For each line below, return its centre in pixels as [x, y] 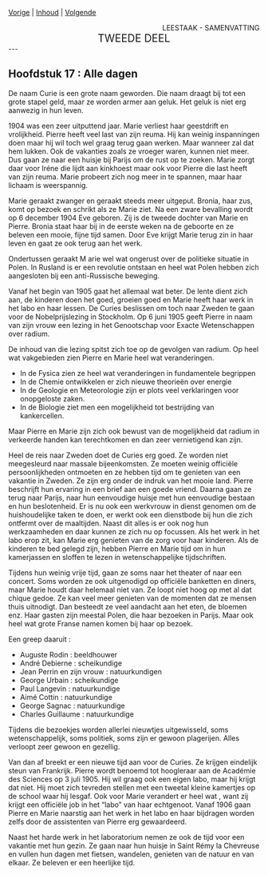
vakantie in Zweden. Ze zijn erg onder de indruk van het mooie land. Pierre [131, 481]
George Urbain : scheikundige [69, 680]
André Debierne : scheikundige [71, 663]
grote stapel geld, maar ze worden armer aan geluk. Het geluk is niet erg [127, 102]
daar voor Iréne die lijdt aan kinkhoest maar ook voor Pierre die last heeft [128, 168]
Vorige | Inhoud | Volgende [53, 12]
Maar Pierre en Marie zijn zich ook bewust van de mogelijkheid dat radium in [134, 431]
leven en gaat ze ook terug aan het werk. [75, 243]
